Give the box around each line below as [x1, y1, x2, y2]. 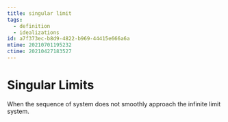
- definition [13, 22, 51, 29]
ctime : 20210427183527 [7, 48, 72, 55]
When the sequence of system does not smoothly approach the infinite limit [7, 100, 221, 108]
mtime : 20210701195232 [7, 42, 72, 48]
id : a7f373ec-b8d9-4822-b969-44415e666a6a [7, 35, 130, 42]
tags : [7, 16, 23, 23]
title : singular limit [7, 10, 72, 17]
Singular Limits [7, 78, 94, 93]
